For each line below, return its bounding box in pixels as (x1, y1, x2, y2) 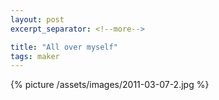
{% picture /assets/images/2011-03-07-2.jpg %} (10, 79, 210, 91)
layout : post (10, 14, 65, 25)
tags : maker (10, 51, 60, 61)
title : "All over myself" (10, 42, 118, 52)
